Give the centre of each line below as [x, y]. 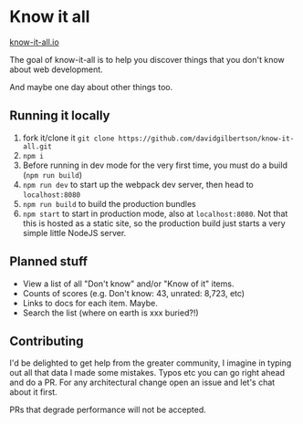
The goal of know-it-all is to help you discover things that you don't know [147, 59]
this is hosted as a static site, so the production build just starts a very [154, 223]
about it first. [33, 392]
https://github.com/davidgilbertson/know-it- [206, 139]
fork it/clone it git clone [68, 138]
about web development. [56, 69]
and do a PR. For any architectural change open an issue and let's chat [142, 383]
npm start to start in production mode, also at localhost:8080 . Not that [155, 213]
